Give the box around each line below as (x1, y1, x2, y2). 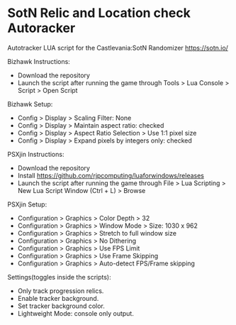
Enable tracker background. (17, 294, 99, 302)
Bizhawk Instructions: (7, 57, 71, 65)
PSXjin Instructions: (7, 150, 64, 158)
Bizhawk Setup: (7, 99, 53, 108)
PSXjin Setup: (7, 200, 47, 209)
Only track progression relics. (17, 286, 104, 295)
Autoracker (7, 20, 76, 36)
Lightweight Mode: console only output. (17, 309, 135, 317)
